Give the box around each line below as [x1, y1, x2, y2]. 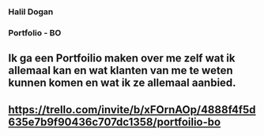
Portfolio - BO [8, 27, 62, 38]
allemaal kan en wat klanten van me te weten [8, 64, 233, 77]
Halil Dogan [8, 6, 54, 17]
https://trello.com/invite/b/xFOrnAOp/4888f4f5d [8, 103, 256, 116]
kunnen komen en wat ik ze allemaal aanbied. [8, 76, 236, 90]
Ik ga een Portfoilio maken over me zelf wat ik [8, 52, 236, 65]
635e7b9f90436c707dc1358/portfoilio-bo [8, 115, 221, 128]
